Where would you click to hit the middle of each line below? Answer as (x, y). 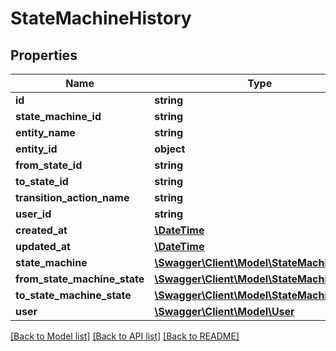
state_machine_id (58, 116)
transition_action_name (72, 197)
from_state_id (49, 165)
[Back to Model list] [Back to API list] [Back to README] (125, 336)
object (170, 149)
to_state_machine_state (73, 295)
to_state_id (42, 181)
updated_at (43, 246)
